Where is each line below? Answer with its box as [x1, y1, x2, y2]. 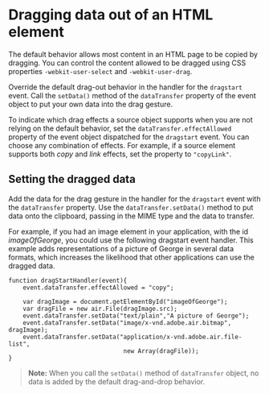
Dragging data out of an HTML [8, 6, 214, 24]
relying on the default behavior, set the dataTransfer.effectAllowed [8, 123, 232, 133]
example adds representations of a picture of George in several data [8, 243, 234, 253]
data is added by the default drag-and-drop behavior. [27, 376, 206, 386]
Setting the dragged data [8, 172, 137, 186]
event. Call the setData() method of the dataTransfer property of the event [8, 90, 256, 100]
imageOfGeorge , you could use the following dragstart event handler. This [8, 235, 255, 245]
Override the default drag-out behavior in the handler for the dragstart [8, 82, 243, 92]
